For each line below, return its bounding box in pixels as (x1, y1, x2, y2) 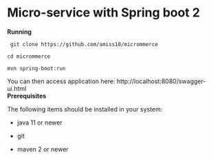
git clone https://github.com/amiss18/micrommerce (10, 41, 158, 47)
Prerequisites (7, 92, 47, 100)
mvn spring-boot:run (7, 65, 67, 72)
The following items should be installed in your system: (7, 105, 163, 113)
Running (7, 28, 32, 36)
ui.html (7, 84, 27, 92)
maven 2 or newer (16, 145, 69, 153)
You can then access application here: (7, 77, 115, 85)
